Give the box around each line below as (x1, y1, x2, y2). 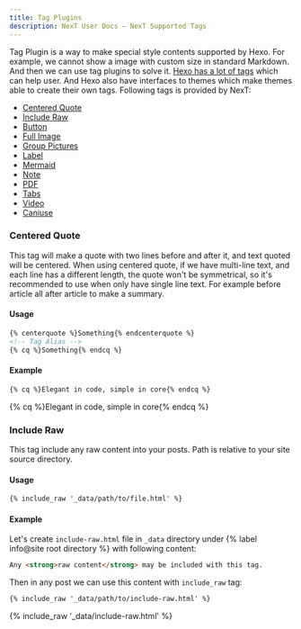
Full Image (22, 130, 61, 141)
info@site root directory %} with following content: (9, 544, 197, 554)
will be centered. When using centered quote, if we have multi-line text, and (9, 259, 290, 270)
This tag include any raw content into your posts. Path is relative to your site (9, 445, 290, 454)
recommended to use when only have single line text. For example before (9, 278, 281, 289)
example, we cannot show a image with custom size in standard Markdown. (9, 56, 290, 67)
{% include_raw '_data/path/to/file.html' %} (9, 494, 182, 504)
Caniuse (22, 207, 54, 218)
